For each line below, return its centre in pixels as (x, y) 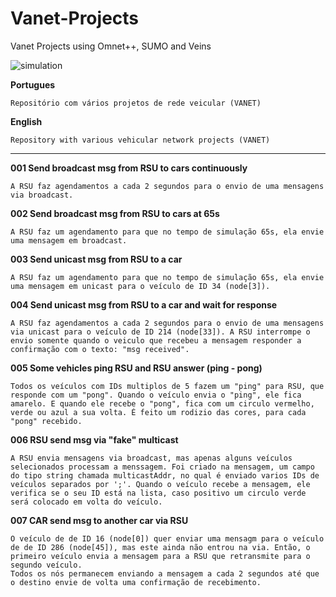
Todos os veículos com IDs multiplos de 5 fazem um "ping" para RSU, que (167, 386)
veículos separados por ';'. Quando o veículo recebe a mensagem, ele (160, 484)
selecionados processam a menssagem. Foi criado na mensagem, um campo (162, 467)
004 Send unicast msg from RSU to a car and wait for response (144, 304)
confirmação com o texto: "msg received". (100, 349)
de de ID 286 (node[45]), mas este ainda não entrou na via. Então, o (160, 547)
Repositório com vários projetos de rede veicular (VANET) (136, 103)
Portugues (33, 84)
